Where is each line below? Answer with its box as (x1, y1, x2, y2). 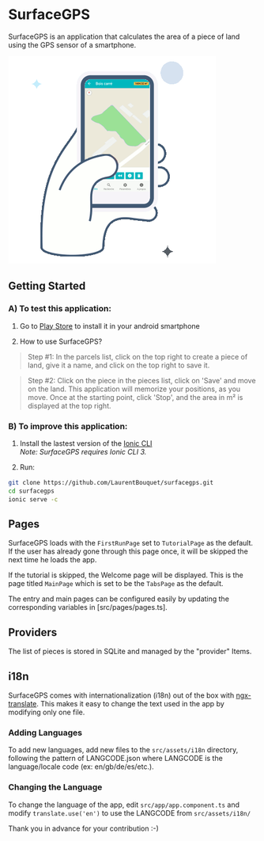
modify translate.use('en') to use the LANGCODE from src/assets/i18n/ (8, 808, 251, 817)
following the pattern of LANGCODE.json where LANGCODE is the (8, 754, 223, 763)
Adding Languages (8, 727, 83, 738)
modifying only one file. (8, 707, 85, 717)
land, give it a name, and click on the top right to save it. (27, 360, 210, 370)
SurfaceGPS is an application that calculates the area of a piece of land (8, 32, 240, 41)
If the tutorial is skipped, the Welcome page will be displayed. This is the (8, 570, 243, 580)
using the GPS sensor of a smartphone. (8, 40, 137, 49)
